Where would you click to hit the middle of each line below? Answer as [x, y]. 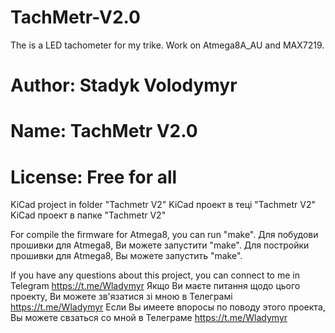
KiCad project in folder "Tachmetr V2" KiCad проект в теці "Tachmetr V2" [163, 205]
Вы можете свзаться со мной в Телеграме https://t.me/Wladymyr [149, 318]
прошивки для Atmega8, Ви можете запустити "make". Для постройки [160, 245]
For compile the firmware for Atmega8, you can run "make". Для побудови [164, 235]
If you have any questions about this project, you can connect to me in [155, 275]
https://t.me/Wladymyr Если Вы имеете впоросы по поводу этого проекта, [168, 307]
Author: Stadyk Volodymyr [124, 85]
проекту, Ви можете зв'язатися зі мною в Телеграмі [121, 297]
